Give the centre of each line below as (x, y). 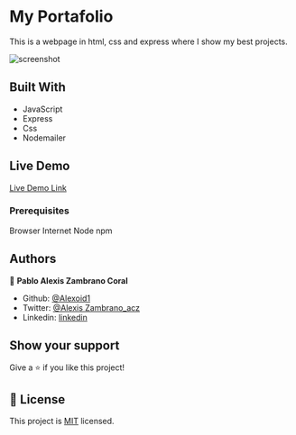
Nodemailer (44, 138)
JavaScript (42, 109)
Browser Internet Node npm (61, 231)
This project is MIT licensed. (62, 421)
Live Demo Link (38, 187)
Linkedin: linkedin (55, 317)
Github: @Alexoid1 (56, 298)
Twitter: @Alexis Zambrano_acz (81, 307)
